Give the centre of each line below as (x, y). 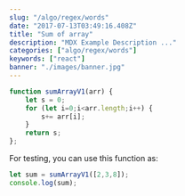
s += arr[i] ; (64, 117)
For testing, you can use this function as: (84, 158)
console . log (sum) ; (43, 183)
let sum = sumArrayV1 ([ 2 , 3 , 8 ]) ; (69, 175)
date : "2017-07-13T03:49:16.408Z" (73, 26)
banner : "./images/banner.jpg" (67, 68)
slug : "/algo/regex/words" (59, 17)
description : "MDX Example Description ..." (93, 42)
